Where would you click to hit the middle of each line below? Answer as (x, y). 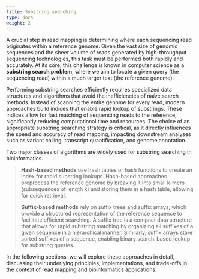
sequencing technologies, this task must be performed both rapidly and (95, 59)
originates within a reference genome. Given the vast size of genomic (92, 46)
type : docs (20, 17)
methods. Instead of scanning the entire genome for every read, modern (96, 102)
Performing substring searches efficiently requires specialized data (89, 90)
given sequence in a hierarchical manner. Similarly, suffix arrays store (107, 233)
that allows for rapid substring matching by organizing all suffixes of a (107, 226)
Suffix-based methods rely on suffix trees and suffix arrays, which (104, 207)
